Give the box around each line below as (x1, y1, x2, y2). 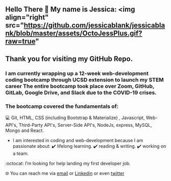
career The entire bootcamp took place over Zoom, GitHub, (5, 82, 155, 89)
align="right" (5, 13, 49, 22)
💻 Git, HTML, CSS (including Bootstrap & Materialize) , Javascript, (5, 115, 145, 121)
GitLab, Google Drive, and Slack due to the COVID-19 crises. (5, 89, 157, 96)
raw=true (5, 37, 36, 46)
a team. (12, 150, 29, 156)
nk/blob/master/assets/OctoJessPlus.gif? (5, 29, 142, 38)
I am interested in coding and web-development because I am (12, 138, 143, 143)
